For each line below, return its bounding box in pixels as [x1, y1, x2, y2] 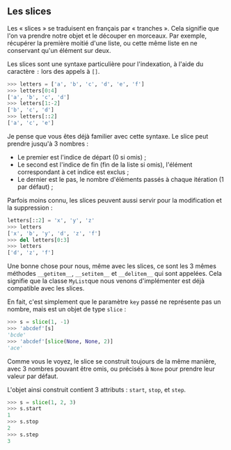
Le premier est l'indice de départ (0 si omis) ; [17, 153, 147, 161]
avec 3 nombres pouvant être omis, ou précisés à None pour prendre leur [7, 364, 216, 373]
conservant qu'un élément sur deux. [7, 46, 111, 54]
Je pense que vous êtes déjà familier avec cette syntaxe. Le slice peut [7, 132, 209, 140]
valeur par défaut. [7, 372, 58, 380]
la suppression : [7, 203, 54, 212]
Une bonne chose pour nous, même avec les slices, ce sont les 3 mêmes [7, 262, 217, 270]
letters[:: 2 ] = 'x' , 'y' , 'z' [7, 217, 95, 224]
